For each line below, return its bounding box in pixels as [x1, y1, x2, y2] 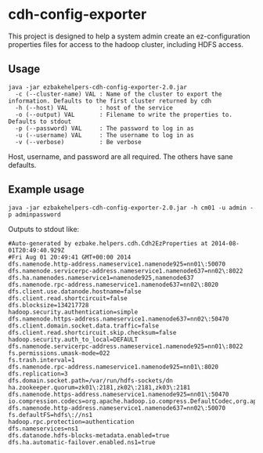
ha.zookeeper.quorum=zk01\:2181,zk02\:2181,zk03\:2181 [8, 383, 191, 391]
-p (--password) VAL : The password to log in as [15, 124, 194, 132]
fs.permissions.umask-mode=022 [8, 349, 110, 357]
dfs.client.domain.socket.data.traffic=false [8, 321, 159, 330]
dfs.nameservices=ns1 [8, 425, 79, 433]
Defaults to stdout [8, 118, 72, 125]
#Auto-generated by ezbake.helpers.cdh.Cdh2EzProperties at [8, 239, 209, 248]
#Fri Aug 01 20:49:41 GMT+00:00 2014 [8, 253, 131, 261]
